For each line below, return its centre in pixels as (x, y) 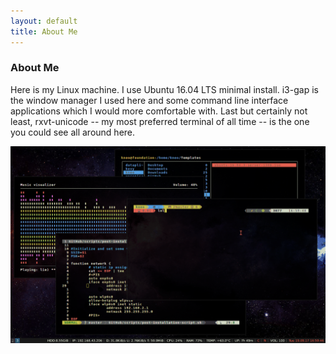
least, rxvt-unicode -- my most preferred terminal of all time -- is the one (160, 121)
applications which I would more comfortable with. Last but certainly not (159, 111)
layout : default (44, 21)
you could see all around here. (73, 132)
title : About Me (44, 31)
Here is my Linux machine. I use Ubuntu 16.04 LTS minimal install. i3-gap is (164, 89)
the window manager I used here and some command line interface (149, 100)
